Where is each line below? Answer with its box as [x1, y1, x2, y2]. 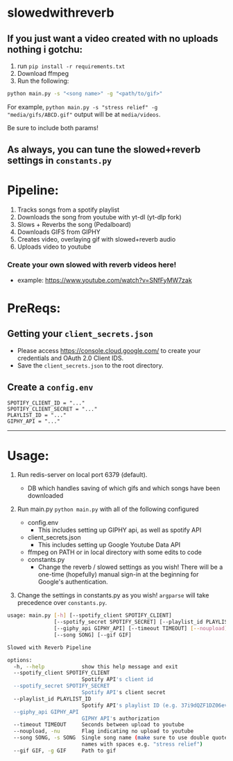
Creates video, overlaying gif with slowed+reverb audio [17, 235, 176, 244]
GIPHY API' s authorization [81, 715, 159, 722]
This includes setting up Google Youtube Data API [37, 541, 181, 549]
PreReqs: [7, 300, 61, 316]
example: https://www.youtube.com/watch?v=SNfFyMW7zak [17, 276, 192, 284]
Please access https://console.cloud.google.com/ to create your [17, 346, 201, 354]
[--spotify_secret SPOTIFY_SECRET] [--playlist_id [53, 618, 203, 626]
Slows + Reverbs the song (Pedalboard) [17, 221, 132, 229]
